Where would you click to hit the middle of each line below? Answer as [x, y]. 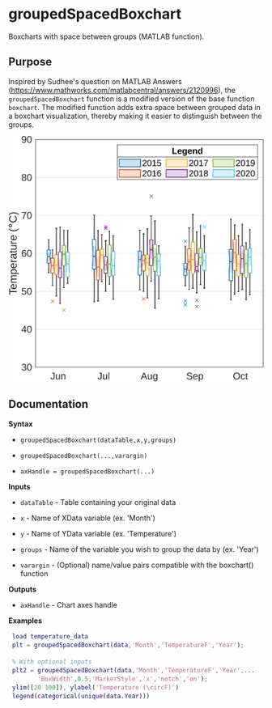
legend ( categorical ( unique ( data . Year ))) [81, 696]
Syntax [21, 424]
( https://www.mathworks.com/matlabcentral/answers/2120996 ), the [122, 90]
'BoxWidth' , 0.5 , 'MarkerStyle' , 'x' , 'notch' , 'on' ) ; [123, 679]
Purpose [30, 62]
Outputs [23, 589]
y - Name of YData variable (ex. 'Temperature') [98, 533]
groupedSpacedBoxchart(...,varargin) [84, 456]
